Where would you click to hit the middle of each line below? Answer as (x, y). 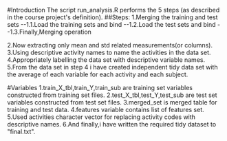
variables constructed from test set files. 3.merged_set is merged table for (112, 102)
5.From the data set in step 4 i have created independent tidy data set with (112, 67)
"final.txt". (21, 131)
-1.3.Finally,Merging (35, 32)
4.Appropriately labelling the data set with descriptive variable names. (106, 60)
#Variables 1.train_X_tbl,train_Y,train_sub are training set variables (100, 88)
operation (78, 32)
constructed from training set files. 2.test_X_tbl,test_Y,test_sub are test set (112, 95)
